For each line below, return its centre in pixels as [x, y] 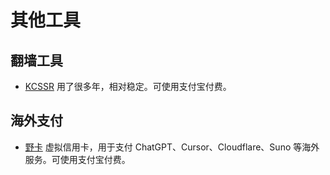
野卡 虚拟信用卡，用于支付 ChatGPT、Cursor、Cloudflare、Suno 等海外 [172, 147]
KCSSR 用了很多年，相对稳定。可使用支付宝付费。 [128, 86]
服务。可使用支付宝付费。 [77, 159]
